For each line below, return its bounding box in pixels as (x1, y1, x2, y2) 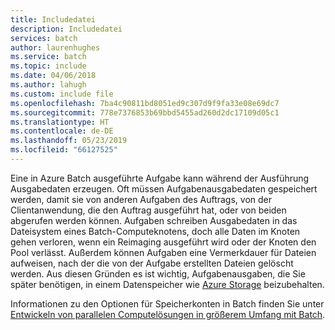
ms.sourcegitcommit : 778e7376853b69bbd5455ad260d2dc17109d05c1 (10, 107, 280, 118)
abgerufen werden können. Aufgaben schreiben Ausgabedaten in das (10, 214, 298, 226)
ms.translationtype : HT (10, 117, 110, 127)
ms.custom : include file (10, 89, 114, 99)
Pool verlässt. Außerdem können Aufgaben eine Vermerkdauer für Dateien (10, 246, 317, 258)
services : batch (10, 33, 78, 43)
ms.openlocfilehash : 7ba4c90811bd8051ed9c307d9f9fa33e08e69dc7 (10, 98, 280, 108)
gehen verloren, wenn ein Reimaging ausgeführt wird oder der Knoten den (10, 236, 317, 248)
